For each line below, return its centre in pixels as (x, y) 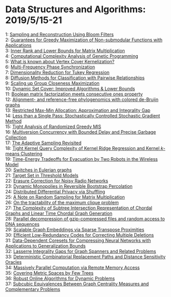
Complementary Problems (33, 289)
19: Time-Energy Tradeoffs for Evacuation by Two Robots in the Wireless (82, 159)
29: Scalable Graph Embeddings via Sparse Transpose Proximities (75, 229)
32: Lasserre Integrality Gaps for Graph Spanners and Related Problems (81, 251)
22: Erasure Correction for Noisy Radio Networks (57, 181)
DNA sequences (22, 224)
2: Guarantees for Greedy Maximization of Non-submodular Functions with (84, 40)
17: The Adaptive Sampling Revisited (43, 143)
